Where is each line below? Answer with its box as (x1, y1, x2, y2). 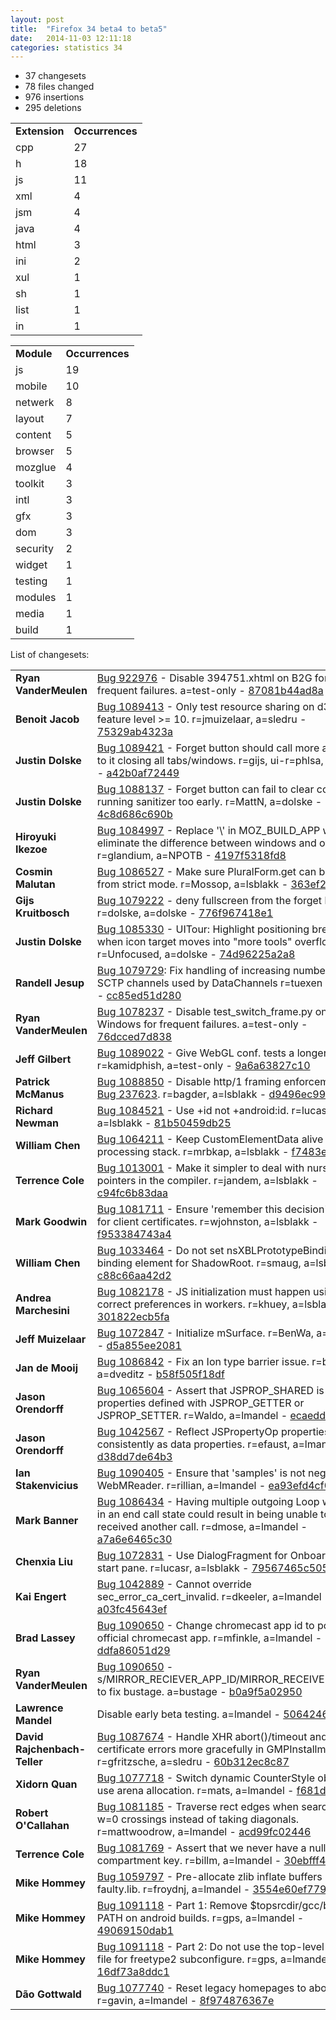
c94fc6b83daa (96, 1186, 169, 1200)
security (15, 542, 54, 556)
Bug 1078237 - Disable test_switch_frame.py (96, 1005, 313, 1019)
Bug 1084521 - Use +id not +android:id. (96, 1104, 290, 1118)
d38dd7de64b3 (96, 1450, 173, 1464)
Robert (15, 1806, 49, 1820)
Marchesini (15, 1304, 70, 1318)
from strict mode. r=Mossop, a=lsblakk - (96, 877, 289, 891)
